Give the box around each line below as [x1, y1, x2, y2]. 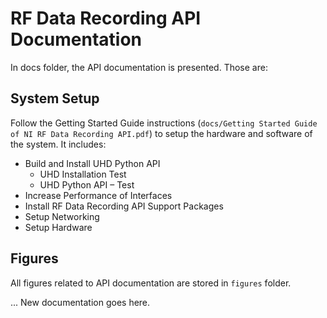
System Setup [10, 90, 100, 107]
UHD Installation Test [39, 168, 127, 180]
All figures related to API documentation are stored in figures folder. [10, 277, 292, 289]
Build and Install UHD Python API [24, 157, 161, 169]
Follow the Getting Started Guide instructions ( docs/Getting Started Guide [10, 117, 318, 129]
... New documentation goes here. [10, 296, 151, 308]
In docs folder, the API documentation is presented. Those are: [10, 61, 268, 73]
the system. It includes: [10, 138, 107, 150]
